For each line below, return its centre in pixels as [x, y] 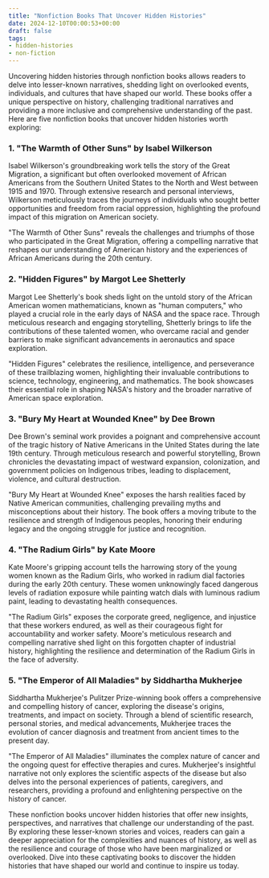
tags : [17, 38]
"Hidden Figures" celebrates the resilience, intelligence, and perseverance [131, 364]
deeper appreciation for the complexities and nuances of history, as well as [132, 840]
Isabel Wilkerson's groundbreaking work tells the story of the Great [119, 166]
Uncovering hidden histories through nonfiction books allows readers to [127, 76]
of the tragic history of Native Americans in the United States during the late [134, 444]
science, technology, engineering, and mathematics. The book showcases [131, 381]
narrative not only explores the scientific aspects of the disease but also [128, 773]
